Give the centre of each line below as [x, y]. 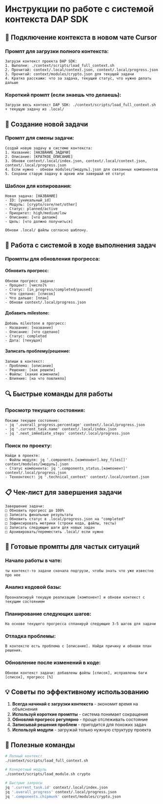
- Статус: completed [26, 336]
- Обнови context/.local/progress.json [46, 302]
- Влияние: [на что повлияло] [36, 379]
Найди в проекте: [23, 456]
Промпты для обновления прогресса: [52, 259]
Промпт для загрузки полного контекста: [57, 51]
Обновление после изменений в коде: [53, 663]
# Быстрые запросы [24, 783]
